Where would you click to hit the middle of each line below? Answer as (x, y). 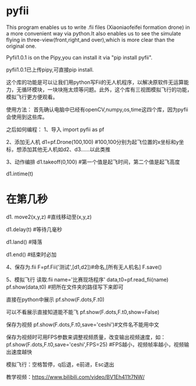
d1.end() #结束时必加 (32, 254)
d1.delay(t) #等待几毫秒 (34, 229)
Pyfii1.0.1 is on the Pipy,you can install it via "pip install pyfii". (79, 57)
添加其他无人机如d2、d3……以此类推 (66, 149)
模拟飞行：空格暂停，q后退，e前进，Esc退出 (60, 364)
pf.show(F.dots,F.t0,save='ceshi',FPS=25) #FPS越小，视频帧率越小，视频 (95, 344)
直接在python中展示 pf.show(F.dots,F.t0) (55, 299)
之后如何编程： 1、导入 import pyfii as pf (55, 129)
